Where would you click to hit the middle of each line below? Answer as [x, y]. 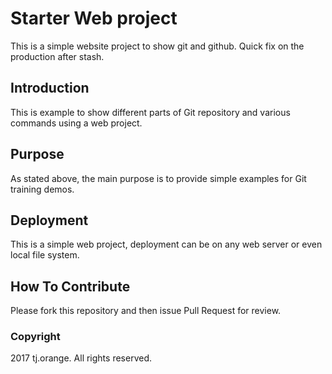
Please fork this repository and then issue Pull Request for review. [146, 311]
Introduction [50, 88]
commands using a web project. [76, 123]
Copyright [35, 337]
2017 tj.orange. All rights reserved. [81, 358]
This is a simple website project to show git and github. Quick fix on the [157, 46]
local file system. [45, 255]
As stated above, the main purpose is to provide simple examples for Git [158, 178]
